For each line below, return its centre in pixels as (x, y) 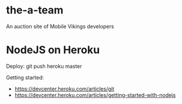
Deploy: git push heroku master (44, 66)
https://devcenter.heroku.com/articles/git (64, 89)
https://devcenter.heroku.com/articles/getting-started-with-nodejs (95, 95)
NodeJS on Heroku (53, 50)
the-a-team (35, 10)
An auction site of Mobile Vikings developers (60, 26)
